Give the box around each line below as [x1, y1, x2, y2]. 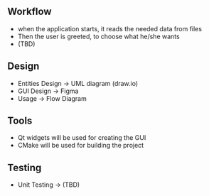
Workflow [7, 6, 52, 18]
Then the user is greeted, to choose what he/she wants [17, 32, 180, 40]
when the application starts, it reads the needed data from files [17, 24, 203, 33]
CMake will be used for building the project [17, 141, 144, 150]
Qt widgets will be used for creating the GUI [17, 134, 146, 142]
